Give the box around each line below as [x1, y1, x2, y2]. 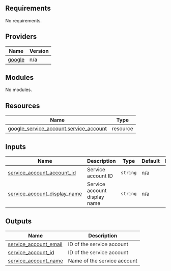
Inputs [5, 142, 26, 151]
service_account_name [8, 257, 64, 264]
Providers [5, 33, 37, 41]
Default [141, 158, 160, 165]
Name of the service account [68, 257, 137, 264]
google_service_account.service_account [8, 125, 107, 132]
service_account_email [8, 240, 63, 248]
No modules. [5, 86, 32, 93]
